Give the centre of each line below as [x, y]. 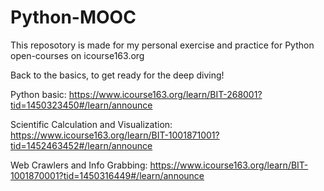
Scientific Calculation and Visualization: [91, 124]
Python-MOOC [73, 17]
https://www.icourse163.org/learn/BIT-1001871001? [115, 135]
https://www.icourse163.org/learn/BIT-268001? [165, 94]
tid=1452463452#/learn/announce [81, 145]
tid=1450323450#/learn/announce [81, 105]
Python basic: [38, 94]
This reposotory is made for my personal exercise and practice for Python [162, 45]
